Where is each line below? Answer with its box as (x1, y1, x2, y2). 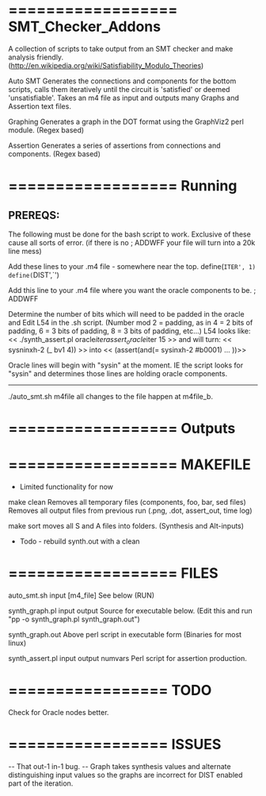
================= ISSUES (8, 735, 222, 753)
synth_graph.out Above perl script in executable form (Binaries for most (8, 629, 242, 639)
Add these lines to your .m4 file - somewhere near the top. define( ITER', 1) (8, 261, 256, 271)
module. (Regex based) (8, 125, 85, 135)
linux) (8, 638, 27, 648)
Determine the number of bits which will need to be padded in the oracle (8, 309, 245, 318)
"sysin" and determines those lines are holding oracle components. (8, 368, 228, 378)
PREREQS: (8, 208, 60, 222)
